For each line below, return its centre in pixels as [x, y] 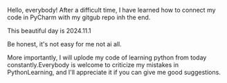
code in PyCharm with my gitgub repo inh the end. [79, 17]
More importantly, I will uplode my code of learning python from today [107, 57]
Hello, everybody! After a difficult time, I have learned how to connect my [111, 10]
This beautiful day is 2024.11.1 [49, 31]
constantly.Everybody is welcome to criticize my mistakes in [93, 65]
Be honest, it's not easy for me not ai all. [65, 44]
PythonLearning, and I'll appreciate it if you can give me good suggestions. [114, 72]
